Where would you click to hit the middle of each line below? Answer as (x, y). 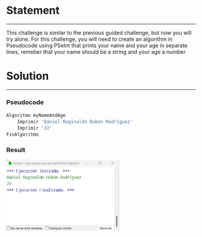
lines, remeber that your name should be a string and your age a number (96, 52)
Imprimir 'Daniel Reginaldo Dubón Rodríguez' (75, 122)
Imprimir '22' (35, 128)
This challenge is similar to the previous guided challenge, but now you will (99, 32)
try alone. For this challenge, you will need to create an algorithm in (90, 39)
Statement (33, 10)
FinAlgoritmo (23, 134)
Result (16, 149)
